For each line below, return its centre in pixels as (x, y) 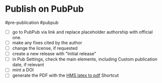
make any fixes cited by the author (47, 43)
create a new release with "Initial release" (54, 54)
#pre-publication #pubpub (32, 22)
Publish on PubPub (44, 9)
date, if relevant (28, 65)
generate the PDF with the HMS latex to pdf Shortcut (66, 75)
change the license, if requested (45, 48)
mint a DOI (23, 70)
